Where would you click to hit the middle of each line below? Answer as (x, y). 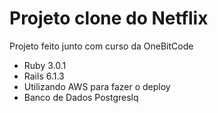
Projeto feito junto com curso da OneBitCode (101, 46)
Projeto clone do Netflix (109, 18)
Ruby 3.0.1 (45, 65)
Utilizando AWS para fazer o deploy (97, 86)
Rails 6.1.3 (44, 76)
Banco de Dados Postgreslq (81, 97)
